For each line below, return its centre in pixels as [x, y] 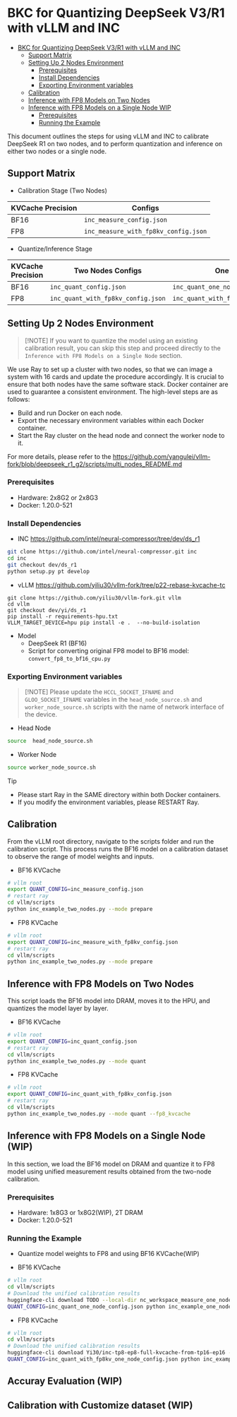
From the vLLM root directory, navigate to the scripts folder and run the [111, 841]
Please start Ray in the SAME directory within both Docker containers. [119, 794]
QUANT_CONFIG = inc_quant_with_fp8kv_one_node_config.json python [104, 1359]
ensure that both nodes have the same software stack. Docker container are [118, 384]
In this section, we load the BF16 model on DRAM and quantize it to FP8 [111, 1164]
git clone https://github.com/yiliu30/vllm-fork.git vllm [94, 598]
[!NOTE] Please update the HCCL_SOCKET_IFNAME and [99, 692]
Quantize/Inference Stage [55, 249]
